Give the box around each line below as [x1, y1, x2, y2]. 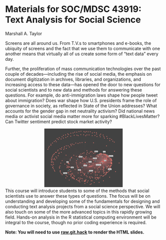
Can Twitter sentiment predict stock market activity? [5, 119, 112, 124]
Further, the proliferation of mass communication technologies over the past [5, 66, 161, 72]
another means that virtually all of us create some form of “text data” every [5, 51, 159, 57]
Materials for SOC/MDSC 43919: [5, 3, 142, 15]
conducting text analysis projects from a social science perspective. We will [5, 203, 161, 210]
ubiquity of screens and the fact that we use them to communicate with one [5, 45, 161, 51]
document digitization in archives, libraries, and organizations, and [5, 76, 142, 82]
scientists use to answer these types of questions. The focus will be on [5, 193, 151, 199]
